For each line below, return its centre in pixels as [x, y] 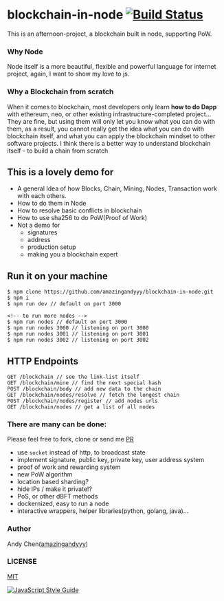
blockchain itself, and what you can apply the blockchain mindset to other [111, 136]
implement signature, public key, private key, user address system [111, 460]
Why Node [25, 52]
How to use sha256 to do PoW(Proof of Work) [82, 218]
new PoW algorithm [45, 474]
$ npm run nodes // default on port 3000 [67, 322]
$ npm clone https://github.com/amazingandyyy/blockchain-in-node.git [110, 292]
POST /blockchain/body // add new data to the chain [84, 389]
